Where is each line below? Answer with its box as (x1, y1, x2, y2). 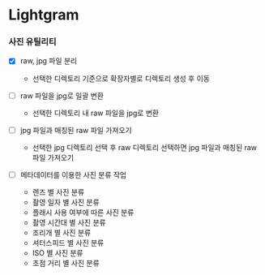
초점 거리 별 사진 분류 (32, 258, 100, 268)
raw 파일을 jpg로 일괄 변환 (19, 91, 104, 101)
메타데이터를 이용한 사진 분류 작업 (19, 170, 127, 179)
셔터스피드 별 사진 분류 (32, 238, 105, 247)
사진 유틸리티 (8, 37, 57, 48)
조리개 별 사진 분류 (32, 227, 92, 237)
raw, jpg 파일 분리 (19, 56, 78, 66)
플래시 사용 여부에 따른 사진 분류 (32, 207, 135, 217)
